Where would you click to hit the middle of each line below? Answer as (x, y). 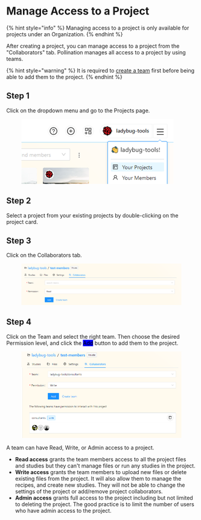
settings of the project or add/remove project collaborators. (89, 491)
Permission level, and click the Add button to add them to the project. (92, 343)
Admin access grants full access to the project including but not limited (104, 498)
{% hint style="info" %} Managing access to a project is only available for (98, 28)
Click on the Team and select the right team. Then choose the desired (93, 336)
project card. (22, 222)
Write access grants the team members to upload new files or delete (101, 472)
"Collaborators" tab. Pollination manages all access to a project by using (96, 52)
